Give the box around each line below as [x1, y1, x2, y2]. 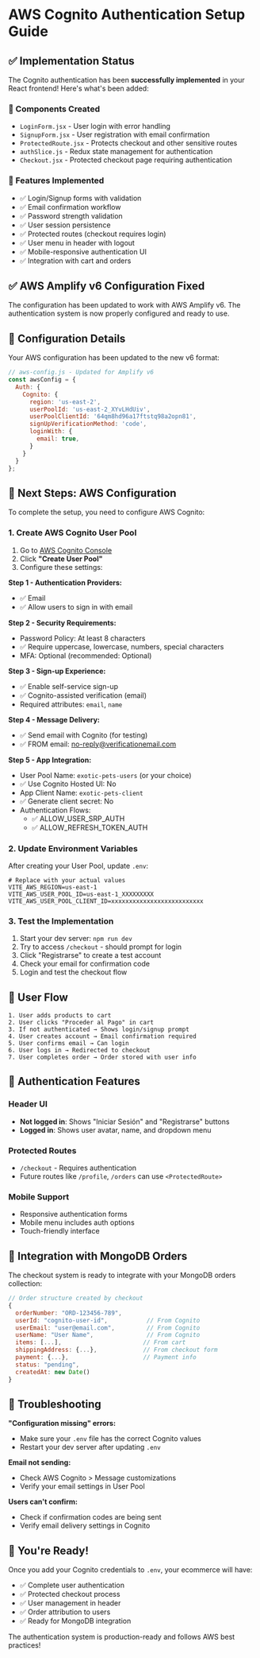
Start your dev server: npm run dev [19, 934, 132, 943]
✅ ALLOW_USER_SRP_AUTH [31, 813, 125, 823]
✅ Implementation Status [8, 54, 135, 68]
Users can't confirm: [8, 1497, 78, 1507]
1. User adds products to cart [8, 1011, 112, 1019]
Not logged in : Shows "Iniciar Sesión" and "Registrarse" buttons [19, 1117, 230, 1126]
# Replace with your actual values [8, 876, 126, 884]
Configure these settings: [19, 562, 103, 571]
